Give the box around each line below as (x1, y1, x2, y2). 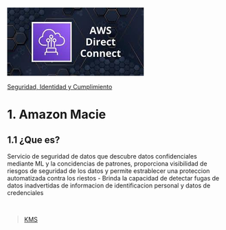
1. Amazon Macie (7, 107, 106, 122)
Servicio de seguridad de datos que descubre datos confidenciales (7, 152, 197, 160)
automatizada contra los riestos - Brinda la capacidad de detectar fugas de (7, 174, 220, 182)
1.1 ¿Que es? (7, 134, 60, 146)
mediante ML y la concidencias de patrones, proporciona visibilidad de (7, 159, 207, 168)
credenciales (7, 189, 44, 196)
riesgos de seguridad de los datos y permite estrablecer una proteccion (7, 167, 210, 175)
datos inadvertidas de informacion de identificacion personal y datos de (7, 181, 211, 189)
